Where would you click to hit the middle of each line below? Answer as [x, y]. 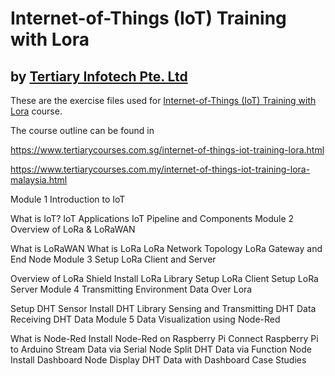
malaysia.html [39, 180]
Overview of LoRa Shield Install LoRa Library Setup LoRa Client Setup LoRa [164, 278]
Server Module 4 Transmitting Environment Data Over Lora [131, 289]
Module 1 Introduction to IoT [68, 199]
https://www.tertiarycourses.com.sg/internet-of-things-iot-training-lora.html [167, 150]
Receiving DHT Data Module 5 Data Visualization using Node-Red [145, 319]
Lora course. [36, 111]
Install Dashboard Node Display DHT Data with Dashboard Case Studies [158, 360]
